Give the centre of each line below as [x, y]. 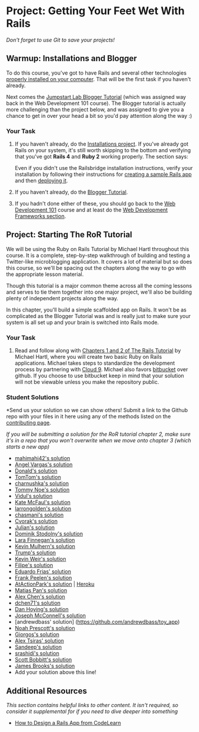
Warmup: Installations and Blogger [72, 58]
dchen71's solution [38, 603]
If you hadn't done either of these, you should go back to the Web [95, 204]
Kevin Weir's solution [40, 559]
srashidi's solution [37, 653]
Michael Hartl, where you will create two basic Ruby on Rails [88, 357]
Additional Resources [46, 691]
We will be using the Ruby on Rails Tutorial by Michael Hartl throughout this [98, 249]
